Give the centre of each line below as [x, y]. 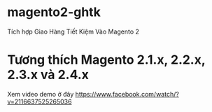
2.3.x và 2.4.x [48, 75]
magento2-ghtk [54, 12]
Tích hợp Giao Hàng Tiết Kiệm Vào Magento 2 [73, 31]
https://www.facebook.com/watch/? [127, 94]
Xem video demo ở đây [41, 94]
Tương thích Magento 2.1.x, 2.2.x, [106, 60]
